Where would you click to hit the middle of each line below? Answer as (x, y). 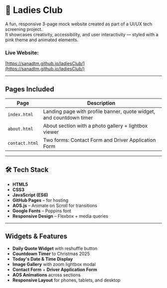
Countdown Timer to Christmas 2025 (51, 254)
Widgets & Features (36, 237)
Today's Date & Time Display (42, 259)
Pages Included (30, 89)
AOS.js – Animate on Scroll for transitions (55, 205)
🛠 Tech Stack (27, 170)
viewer (51, 132)
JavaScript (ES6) (30, 195)
